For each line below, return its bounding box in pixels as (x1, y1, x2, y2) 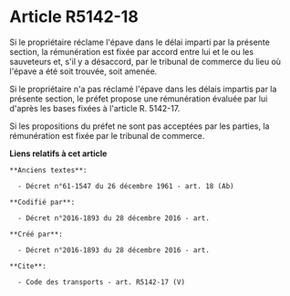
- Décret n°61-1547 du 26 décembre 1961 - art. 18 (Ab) (17, 181, 234, 191)
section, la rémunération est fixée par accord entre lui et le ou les (9, 46, 254, 57)
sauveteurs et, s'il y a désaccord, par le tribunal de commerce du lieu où (9, 56, 281, 67)
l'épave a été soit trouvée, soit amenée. (9, 66, 158, 77)
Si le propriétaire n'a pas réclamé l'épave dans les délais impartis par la (9, 83, 277, 94)
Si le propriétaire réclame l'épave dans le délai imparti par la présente (9, 37, 271, 48)
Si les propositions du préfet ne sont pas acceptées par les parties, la (9, 121, 270, 132)
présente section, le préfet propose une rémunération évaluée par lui (9, 93, 268, 104)
